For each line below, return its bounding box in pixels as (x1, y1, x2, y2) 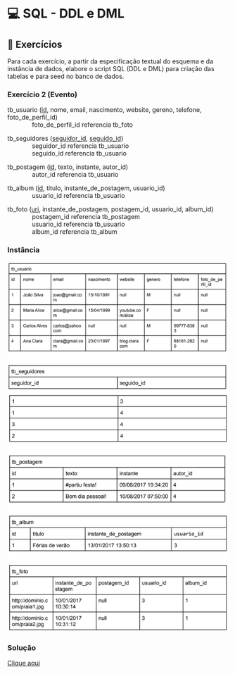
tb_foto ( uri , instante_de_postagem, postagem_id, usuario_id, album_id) (7, 205, 214, 213)
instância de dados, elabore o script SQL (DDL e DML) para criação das (7, 65, 215, 73)
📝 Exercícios (7, 38, 63, 50)
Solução (7, 642, 37, 652)
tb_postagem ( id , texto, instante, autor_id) (7, 163, 129, 171)
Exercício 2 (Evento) (7, 89, 77, 99)
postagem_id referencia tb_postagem (32, 213, 141, 221)
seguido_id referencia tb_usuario (32, 149, 127, 158)
